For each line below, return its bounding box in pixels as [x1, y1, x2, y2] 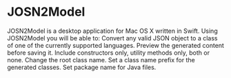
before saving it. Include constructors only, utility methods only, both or [7, 49, 210, 57]
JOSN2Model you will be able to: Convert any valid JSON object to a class [7, 34, 218, 42]
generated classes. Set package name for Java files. [7, 63, 157, 71]
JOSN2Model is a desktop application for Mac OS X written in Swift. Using [7, 27, 219, 35]
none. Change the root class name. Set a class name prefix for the [7, 55, 195, 64]
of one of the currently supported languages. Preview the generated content [7, 41, 224, 49]
